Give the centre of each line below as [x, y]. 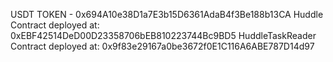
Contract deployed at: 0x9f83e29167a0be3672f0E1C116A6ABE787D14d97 [162, 46]
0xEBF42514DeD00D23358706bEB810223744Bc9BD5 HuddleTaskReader [163, 35]
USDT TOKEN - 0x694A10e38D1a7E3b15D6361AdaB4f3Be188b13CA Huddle [167, 14]
